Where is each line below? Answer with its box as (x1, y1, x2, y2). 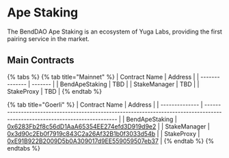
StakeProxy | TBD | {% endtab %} (7, 87, 103, 95)
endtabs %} (7, 144, 41, 152)
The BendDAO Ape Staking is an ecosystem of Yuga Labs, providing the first (7, 27, 222, 36)
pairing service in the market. (7, 34, 90, 42)
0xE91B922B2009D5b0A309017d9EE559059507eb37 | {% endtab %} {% (7, 137, 214, 145)
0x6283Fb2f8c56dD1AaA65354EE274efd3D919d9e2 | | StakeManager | (7, 122, 210, 131)
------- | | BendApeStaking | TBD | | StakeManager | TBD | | (31, 80, 200, 88)
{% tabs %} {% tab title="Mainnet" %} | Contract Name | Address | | (7, 73, 200, 81)
